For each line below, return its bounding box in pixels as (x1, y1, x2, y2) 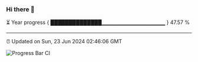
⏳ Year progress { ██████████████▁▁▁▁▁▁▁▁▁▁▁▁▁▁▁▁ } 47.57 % (6, 19, 190, 26)
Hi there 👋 (6, 5, 35, 13)
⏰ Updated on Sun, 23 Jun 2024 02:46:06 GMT (6, 38, 123, 45)
